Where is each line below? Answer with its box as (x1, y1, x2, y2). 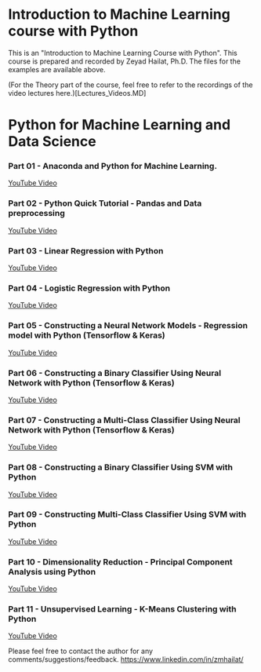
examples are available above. (8, 64, 106, 74)
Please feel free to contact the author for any (8, 646, 154, 656)
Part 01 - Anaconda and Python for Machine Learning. (8, 161, 218, 172)
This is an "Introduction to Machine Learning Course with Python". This (8, 48, 237, 57)
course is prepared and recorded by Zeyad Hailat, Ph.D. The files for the (8, 57, 241, 66)
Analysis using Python (8, 566, 96, 577)
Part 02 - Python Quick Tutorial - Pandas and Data (8, 198, 202, 209)
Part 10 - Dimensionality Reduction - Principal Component (8, 556, 233, 567)
